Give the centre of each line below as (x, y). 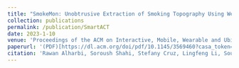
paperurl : (22, 47)
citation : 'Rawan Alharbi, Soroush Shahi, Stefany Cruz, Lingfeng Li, (114, 54)
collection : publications (46, 21)
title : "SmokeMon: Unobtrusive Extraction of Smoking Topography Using (116, 14)
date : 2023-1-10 (31, 34)
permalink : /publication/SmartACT (59, 27)
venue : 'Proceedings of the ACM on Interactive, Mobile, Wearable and (114, 40)
